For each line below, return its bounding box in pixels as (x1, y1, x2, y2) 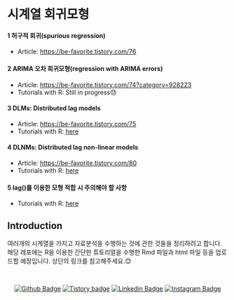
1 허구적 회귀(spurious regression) (7, 31, 106, 39)
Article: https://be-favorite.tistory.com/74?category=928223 (17, 80, 192, 89)
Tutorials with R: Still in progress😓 (17, 88, 117, 96)
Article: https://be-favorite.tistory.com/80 (17, 159, 137, 167)
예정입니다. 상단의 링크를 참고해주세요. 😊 (20, 257, 132, 266)
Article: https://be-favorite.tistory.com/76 (17, 47, 137, 56)
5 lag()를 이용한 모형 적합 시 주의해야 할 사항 (7, 183, 128, 192)
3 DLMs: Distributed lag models (7, 104, 101, 112)
